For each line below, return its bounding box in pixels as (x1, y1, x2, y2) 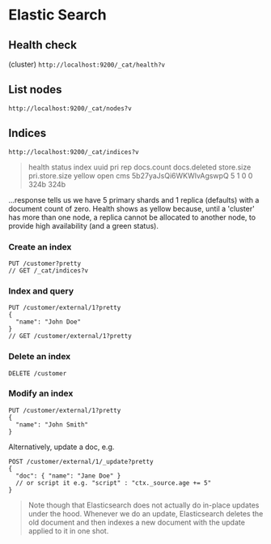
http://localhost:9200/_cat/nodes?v (8, 104, 132, 113)
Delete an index (8, 351, 71, 362)
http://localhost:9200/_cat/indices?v (8, 148, 139, 156)
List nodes (8, 83, 62, 96)
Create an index (8, 241, 72, 252)
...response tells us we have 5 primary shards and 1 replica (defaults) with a (8, 195, 260, 204)
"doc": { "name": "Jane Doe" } (15, 472, 121, 480)
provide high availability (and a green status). (8, 221, 159, 230)
